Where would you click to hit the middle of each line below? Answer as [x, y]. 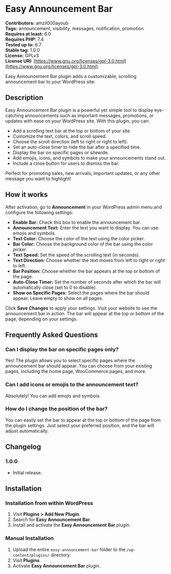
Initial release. [27, 472]
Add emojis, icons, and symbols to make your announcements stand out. [89, 158]
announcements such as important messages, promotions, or [89, 115]
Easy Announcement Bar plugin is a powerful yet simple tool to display [79, 110]
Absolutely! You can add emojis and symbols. [53, 395]
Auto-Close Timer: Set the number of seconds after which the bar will [87, 282]
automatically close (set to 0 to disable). [55, 287]
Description [24, 98]
